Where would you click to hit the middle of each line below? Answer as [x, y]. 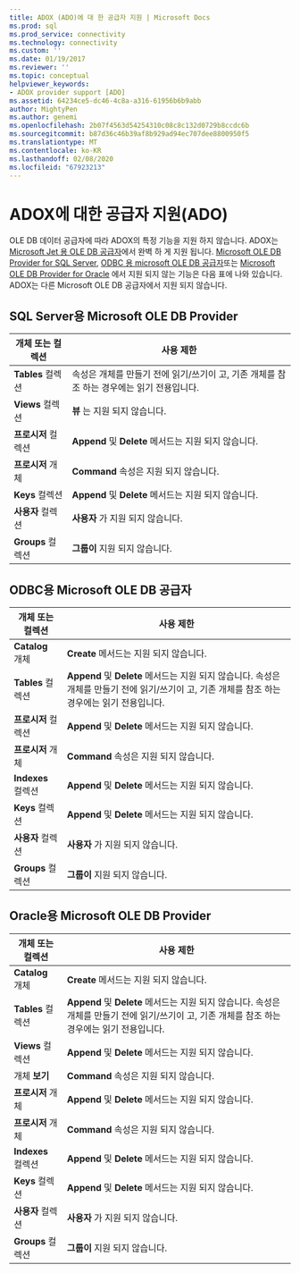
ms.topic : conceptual [50, 76]
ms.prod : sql [33, 26]
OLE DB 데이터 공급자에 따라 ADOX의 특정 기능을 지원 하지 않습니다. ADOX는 [144, 240]
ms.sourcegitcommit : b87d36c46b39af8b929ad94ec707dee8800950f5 [129, 134]
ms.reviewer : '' [39, 68]
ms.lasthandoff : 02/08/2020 [62, 159]
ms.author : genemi [43, 117]
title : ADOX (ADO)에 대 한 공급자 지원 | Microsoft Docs [110, 17]
